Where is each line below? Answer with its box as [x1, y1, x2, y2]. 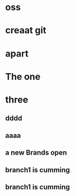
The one [5, 71, 41, 82]
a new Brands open [5, 149, 67, 157]
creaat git [5, 25, 47, 36]
